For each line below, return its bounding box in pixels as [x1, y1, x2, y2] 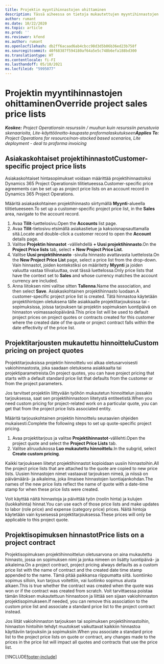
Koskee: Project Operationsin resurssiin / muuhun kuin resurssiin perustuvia [5, 125, 159, 131]
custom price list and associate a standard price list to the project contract [5, 604, 155, 610]
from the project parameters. [5, 380, 64, 386]
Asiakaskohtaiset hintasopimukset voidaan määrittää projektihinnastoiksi [5, 175, 151, 181]
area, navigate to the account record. [5, 211, 80, 216]
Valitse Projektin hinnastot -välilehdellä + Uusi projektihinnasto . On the [12, 241, 157, 247]
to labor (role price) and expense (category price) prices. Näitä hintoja [5, 506, 146, 512]
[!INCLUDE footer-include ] [5, 654, 57, 660]
